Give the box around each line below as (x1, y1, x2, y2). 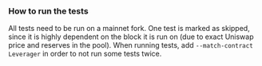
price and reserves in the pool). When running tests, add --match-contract (8, 41, 253, 50)
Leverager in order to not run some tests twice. (8, 49, 162, 59)
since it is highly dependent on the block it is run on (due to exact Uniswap (8, 32, 254, 41)
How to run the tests (8, 6, 89, 17)
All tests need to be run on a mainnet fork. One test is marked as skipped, (8, 24, 250, 33)
